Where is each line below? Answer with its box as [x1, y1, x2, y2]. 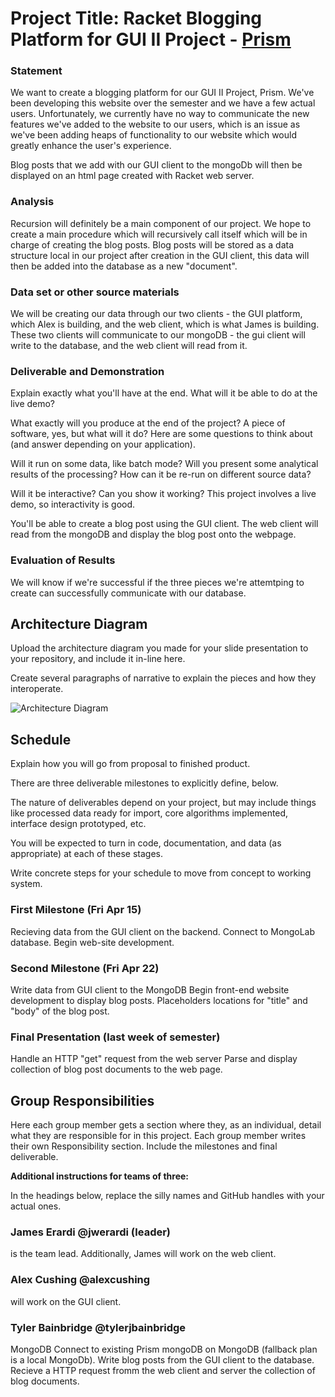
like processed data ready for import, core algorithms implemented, [10, 807, 289, 819]
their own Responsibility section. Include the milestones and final [10, 1140, 278, 1152]
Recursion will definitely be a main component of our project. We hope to [10, 217, 312, 229]
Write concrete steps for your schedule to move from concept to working [10, 867, 312, 879]
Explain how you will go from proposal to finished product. [10, 758, 251, 770]
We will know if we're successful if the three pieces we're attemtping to [10, 576, 305, 588]
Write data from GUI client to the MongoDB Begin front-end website [10, 983, 290, 996]
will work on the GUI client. [10, 1295, 122, 1307]
